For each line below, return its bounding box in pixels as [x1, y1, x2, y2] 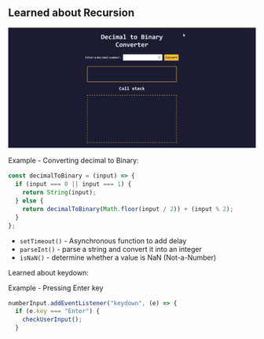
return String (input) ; [22, 188, 97, 197]
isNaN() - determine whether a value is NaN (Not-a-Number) [19, 253, 217, 262]
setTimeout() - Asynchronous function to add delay [19, 235, 187, 246]
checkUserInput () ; [22, 315, 82, 324]
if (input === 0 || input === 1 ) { [15, 180, 132, 188]
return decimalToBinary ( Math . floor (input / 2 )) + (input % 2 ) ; [22, 205, 234, 213]
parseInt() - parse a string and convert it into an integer [19, 244, 202, 253]
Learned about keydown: [8, 268, 89, 277]
